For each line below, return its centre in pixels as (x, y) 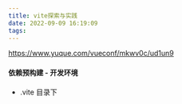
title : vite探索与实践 (43, 16)
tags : (17, 30)
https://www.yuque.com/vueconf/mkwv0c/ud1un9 (91, 54)
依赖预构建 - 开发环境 (43, 72)
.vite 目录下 (38, 92)
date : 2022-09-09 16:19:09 (53, 23)
